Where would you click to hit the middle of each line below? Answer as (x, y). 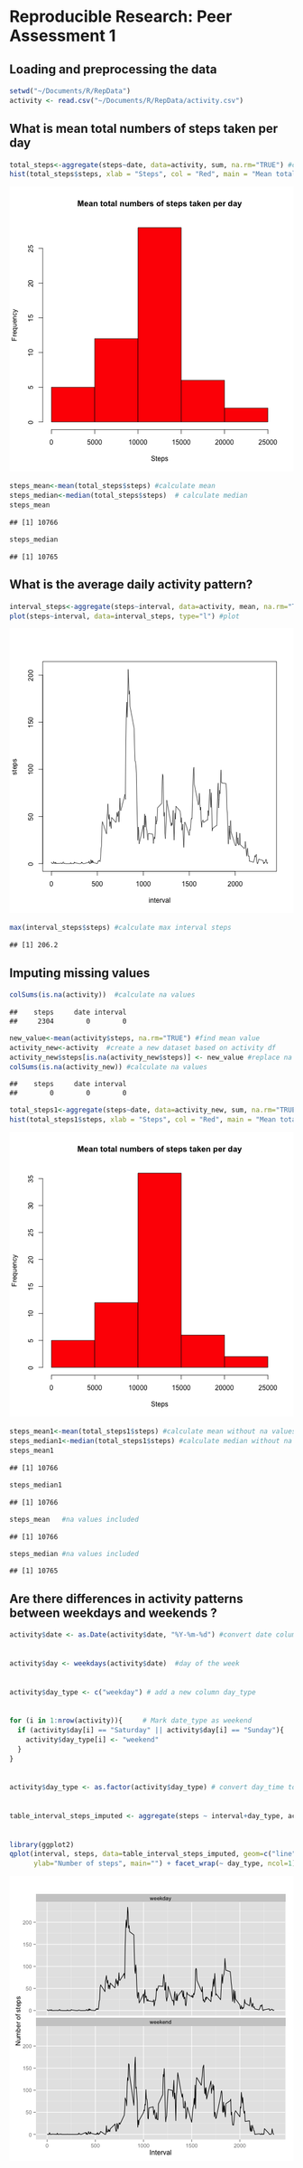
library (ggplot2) (42, 1844)
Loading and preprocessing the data (113, 69)
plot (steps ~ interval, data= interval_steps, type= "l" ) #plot (125, 616)
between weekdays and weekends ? (114, 1613)
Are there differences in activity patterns (126, 1598)
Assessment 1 (63, 36)
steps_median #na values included (74, 1553)
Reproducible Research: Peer (121, 17)
